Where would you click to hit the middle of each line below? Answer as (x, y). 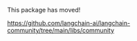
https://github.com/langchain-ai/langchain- (68, 23)
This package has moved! (44, 10)
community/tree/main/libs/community (61, 30)
